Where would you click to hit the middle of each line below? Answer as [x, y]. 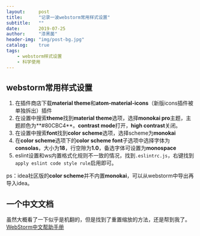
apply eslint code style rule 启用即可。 [66, 163]
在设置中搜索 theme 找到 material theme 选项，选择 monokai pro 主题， [100, 118]
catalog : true [28, 46]
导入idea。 [20, 183]
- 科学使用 [29, 62]
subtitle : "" [25, 23]
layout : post [28, 12]
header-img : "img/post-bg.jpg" [45, 40]
